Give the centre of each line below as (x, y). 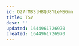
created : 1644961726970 (36, 34)
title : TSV (20, 17)
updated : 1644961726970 (36, 28)
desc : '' (17, 23)
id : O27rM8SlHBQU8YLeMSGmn (40, 12)
